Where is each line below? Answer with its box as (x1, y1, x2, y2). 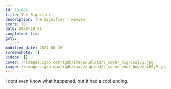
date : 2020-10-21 (5, 26, 42, 32)
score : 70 (5, 21, 26, 27)
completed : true (5, 31, 40, 36)
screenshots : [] (5, 50, 40, 55)
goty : (5, 36, 17, 41)
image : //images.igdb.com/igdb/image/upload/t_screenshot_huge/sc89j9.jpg (5, 64, 167, 69)
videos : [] (5, 54, 28, 60)
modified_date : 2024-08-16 (5, 45, 63, 50)
